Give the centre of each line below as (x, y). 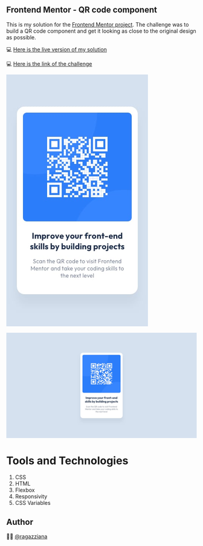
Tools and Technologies (67, 461)
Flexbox (25, 490)
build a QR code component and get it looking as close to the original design (101, 31)
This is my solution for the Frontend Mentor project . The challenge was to (98, 24)
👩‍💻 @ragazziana (27, 536)
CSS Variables (33, 503)
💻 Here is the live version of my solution (57, 49)
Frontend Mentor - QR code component (82, 10)
